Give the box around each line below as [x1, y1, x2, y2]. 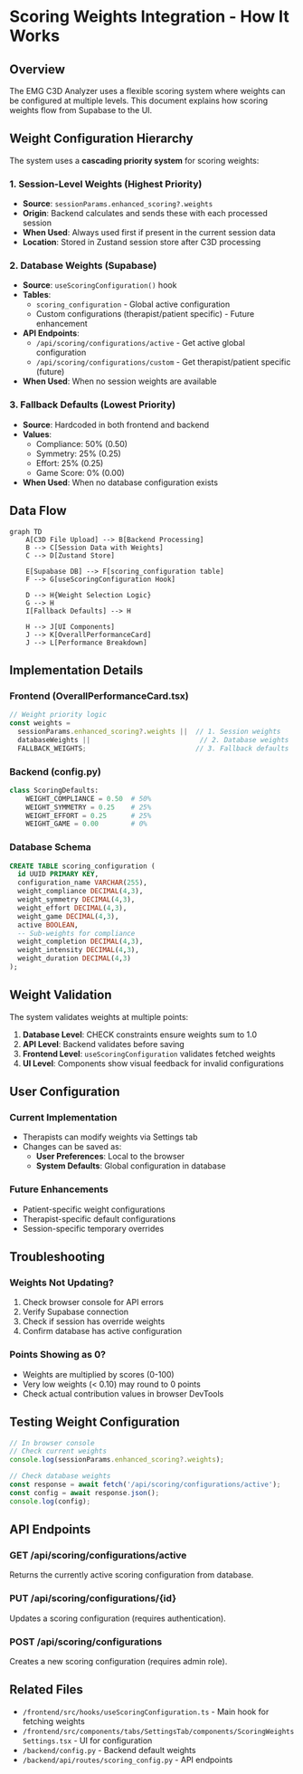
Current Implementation [9, 1111, 118, 1124]
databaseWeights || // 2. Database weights [17, 735, 289, 744]
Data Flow [9, 503, 67, 519]
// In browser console [9, 1438, 95, 1447]
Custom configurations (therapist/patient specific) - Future [35, 309, 255, 320]
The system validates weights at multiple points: [9, 1011, 189, 1022]
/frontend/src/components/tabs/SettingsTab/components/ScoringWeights [22, 1727, 295, 1736]
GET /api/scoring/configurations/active [9, 1549, 187, 1561]
